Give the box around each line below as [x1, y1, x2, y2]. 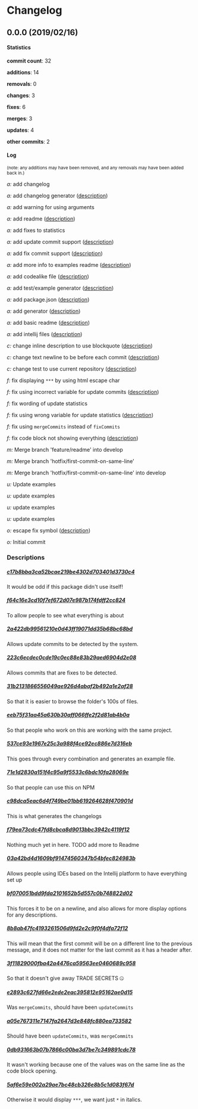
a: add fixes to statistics [7, 226, 65, 234]
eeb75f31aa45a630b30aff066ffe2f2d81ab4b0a [7, 712, 130, 719]
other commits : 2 [7, 138, 50, 145]
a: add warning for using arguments [7, 203, 95, 210]
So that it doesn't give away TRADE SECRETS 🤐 [7, 975, 124, 982]
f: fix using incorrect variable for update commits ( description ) [7, 388, 159, 395]
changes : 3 [7, 92, 35, 99]
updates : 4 [7, 126, 34, 133]
